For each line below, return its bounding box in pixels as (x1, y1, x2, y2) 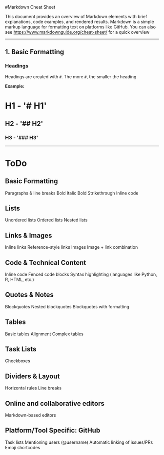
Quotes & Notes (5, 291, 54, 299)
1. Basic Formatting (5, 48, 64, 56)
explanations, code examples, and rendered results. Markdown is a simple (5, 19, 154, 24)
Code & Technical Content (5, 259, 86, 267)
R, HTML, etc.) (5, 277, 34, 282)
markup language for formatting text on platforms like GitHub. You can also (5, 24, 156, 30)
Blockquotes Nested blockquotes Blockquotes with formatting (5, 303, 129, 309)
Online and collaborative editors (5, 399, 105, 408)
